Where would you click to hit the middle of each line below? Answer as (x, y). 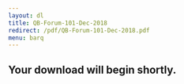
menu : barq (26, 38)
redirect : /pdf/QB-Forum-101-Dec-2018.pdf (79, 30)
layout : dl (26, 15)
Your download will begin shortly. (92, 69)
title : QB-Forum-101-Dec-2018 (58, 23)
